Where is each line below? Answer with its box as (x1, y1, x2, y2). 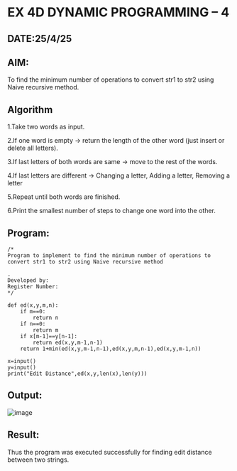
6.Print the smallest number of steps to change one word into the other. (7, 207, 216, 215)
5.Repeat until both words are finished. (7, 193, 121, 201)
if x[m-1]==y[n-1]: (20, 333, 78, 340)
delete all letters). (7, 144, 58, 153)
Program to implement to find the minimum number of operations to (7, 252, 211, 259)
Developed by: (7, 277, 50, 284)
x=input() (7, 358, 37, 365)
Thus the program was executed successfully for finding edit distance (7, 448, 212, 456)
